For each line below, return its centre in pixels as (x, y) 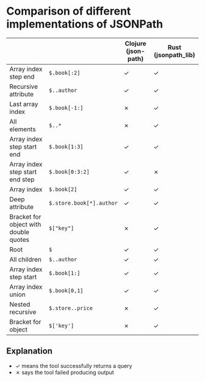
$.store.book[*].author (83, 203)
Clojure (135, 43)
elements (23, 129)
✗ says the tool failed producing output (64, 372)
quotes (19, 239)
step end (22, 76)
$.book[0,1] (66, 290)
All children (25, 259)
